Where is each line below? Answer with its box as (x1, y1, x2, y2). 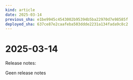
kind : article (5, 7, 36, 13)
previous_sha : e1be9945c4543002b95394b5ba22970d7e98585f (5, 17, 128, 22)
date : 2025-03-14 (5, 12, 42, 17)
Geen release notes (5, 70, 46, 76)
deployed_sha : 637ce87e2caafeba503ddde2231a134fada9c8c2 (5, 21, 128, 27)
